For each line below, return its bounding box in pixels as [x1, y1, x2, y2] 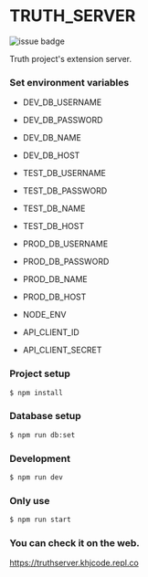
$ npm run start [9, 515, 71, 525]
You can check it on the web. [9, 536, 140, 549]
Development [9, 452, 71, 465]
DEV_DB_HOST [22, 150, 80, 161]
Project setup [9, 367, 70, 380]
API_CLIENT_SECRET [22, 344, 102, 356]
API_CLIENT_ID [22, 327, 79, 338]
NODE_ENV [22, 309, 67, 320]
